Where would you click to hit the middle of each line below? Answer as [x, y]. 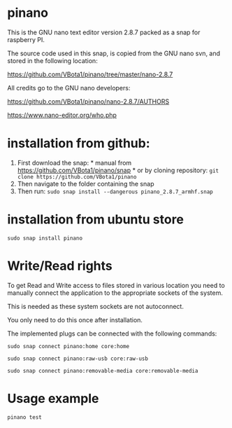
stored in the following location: [52, 60]
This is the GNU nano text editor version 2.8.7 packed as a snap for [104, 32]
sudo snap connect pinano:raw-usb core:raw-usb [78, 359]
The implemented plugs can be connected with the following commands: [112, 333]
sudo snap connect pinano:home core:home [68, 346]
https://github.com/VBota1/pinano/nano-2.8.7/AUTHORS [88, 101]
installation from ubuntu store [95, 220]
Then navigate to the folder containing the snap [86, 184]
